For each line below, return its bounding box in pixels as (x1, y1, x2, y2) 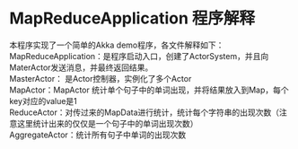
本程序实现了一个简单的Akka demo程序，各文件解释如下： (9, 39, 224, 50)
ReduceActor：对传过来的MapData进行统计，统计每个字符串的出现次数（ (9, 107, 280, 118)
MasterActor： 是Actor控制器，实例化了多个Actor (9, 73, 192, 83)
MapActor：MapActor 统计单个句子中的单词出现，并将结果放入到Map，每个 (9, 84, 289, 95)
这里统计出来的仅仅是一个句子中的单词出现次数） (16, 118, 198, 128)
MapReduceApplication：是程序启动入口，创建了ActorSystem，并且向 (9, 50, 269, 61)
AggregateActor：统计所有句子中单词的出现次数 (9, 129, 187, 140)
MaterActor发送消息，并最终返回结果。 (9, 62, 153, 73)
